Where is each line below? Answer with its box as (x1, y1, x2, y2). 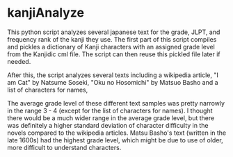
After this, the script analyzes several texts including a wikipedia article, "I (7, 71, 219, 79)
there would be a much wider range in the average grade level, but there (7, 113, 215, 122)
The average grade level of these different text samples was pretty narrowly (7, 99, 225, 107)
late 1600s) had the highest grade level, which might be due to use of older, (7, 135, 224, 144)
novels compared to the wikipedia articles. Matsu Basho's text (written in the (7, 129, 227, 137)
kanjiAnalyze (7, 5, 85, 21)
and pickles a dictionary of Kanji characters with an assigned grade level (7, 42, 216, 51)
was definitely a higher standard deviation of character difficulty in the (7, 121, 209, 129)
